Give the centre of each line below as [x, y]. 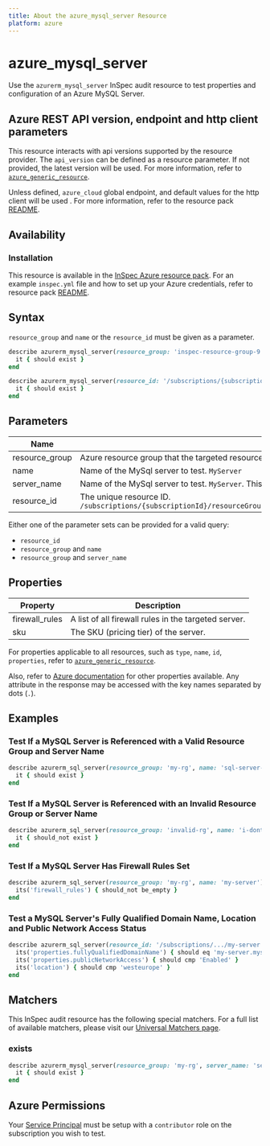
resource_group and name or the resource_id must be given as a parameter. [131, 337]
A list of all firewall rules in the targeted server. [158, 619]
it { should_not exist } [57, 838]
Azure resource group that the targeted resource [172, 457]
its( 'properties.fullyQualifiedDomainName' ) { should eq [113, 952]
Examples [33, 718]
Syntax [27, 317]
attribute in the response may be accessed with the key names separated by [135, 684]
